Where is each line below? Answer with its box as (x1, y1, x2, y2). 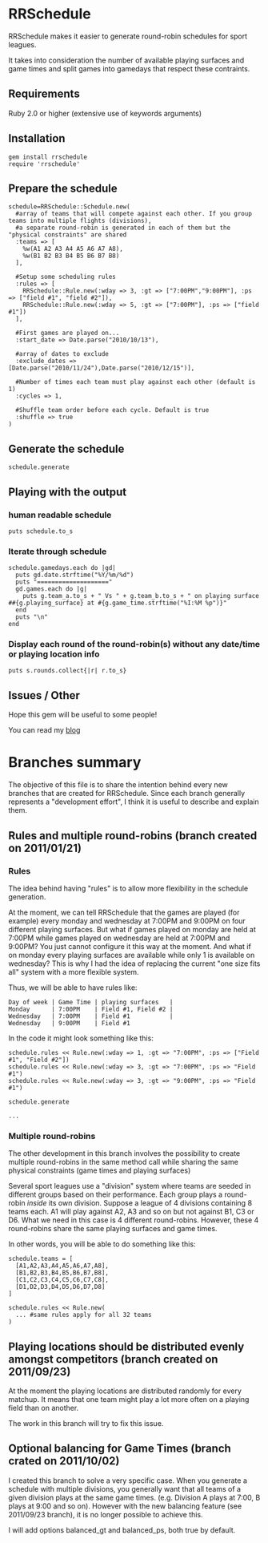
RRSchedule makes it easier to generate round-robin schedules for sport (8, 31, 248, 41)
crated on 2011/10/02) (8, 1454, 120, 1468)
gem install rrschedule (8, 153, 88, 161)
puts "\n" (15, 613, 48, 621)
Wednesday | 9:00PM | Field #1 (8, 1019, 130, 1027)
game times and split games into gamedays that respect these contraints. (8, 63, 250, 73)
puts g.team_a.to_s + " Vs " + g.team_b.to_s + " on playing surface (22, 592, 260, 600)
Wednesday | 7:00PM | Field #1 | (8, 1012, 174, 1020)
